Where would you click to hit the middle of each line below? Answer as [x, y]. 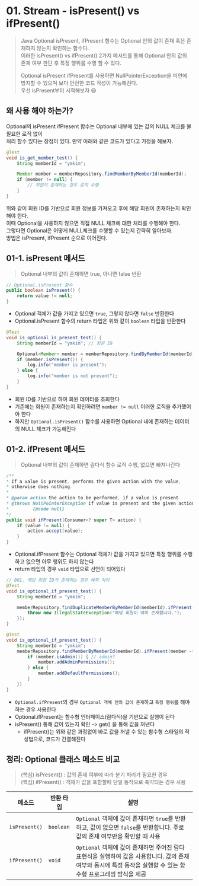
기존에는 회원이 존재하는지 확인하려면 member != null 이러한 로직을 [92, 406]
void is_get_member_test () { [42, 158]
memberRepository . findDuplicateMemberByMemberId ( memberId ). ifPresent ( [106, 607]
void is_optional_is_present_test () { [54, 337]
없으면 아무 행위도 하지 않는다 [60, 561]
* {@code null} [36, 509]
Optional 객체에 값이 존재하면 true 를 [125, 818]
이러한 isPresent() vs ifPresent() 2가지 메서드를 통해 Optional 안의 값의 [104, 55]
